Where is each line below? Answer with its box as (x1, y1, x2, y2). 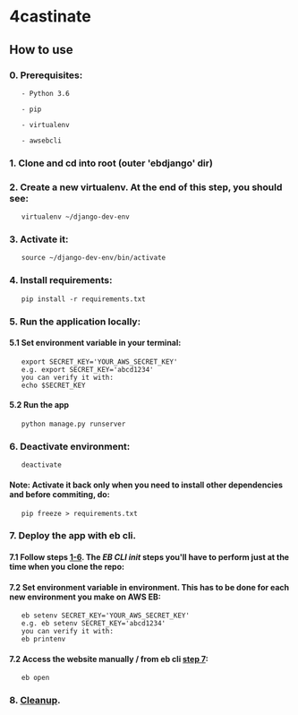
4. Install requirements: (9, 274, 113, 287)
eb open (21, 674, 50, 683)
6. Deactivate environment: (9, 440, 131, 452)
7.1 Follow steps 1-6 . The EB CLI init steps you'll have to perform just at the (9, 552, 289, 563)
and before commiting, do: (9, 488, 110, 499)
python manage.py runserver (21, 419, 126, 429)
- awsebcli (21, 136, 63, 145)
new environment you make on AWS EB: (9, 591, 161, 602)
